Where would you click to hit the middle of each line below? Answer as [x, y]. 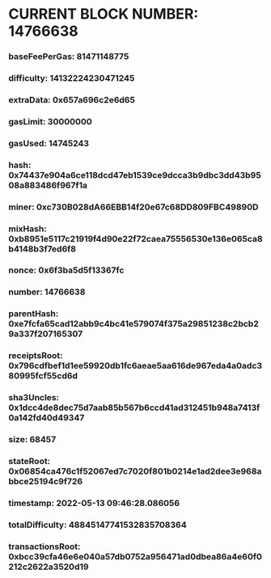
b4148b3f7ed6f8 [42, 249]
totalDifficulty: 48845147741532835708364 [98, 525]
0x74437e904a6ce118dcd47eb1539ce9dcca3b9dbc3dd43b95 [135, 175]
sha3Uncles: [34, 398]
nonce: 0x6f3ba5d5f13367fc [66, 270]
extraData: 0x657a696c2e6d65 [72, 99]
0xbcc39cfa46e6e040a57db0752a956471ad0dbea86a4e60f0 [135, 556]
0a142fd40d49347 [47, 418]
